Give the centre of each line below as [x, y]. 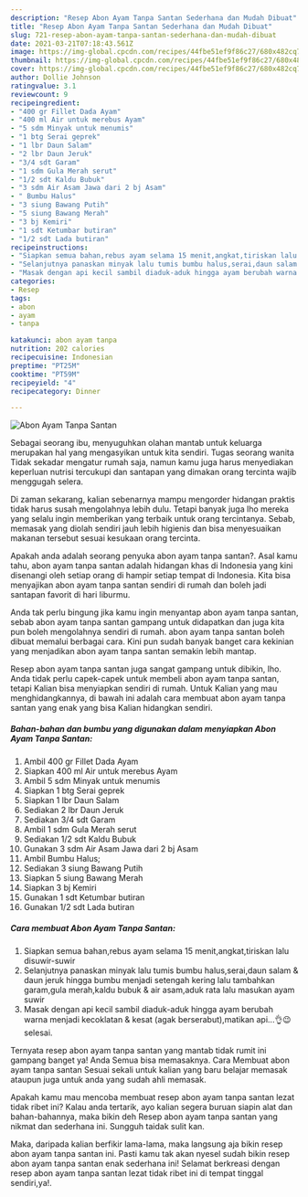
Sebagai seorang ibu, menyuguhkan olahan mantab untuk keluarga [137, 443]
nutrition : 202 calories [58, 349]
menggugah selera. [47, 482]
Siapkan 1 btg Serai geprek [74, 790]
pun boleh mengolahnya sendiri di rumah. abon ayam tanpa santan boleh [148, 632]
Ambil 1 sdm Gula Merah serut [80, 830]
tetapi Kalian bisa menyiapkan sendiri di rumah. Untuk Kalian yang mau [144, 689]
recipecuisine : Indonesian [62, 357]
